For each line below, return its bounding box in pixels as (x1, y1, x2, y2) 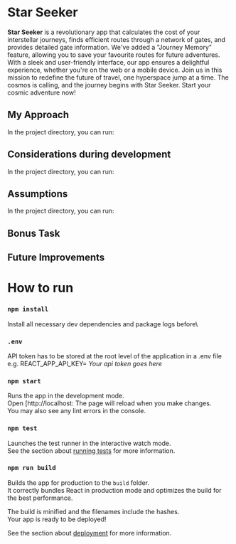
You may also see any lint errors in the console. (7, 407, 146, 415)
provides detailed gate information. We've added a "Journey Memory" (7, 43, 212, 51)
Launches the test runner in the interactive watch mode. (7, 439, 172, 447)
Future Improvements (7, 252, 105, 264)
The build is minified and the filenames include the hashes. (7, 507, 180, 516)
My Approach (7, 109, 70, 121)
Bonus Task (7, 227, 60, 239)
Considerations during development (7, 149, 171, 161)
